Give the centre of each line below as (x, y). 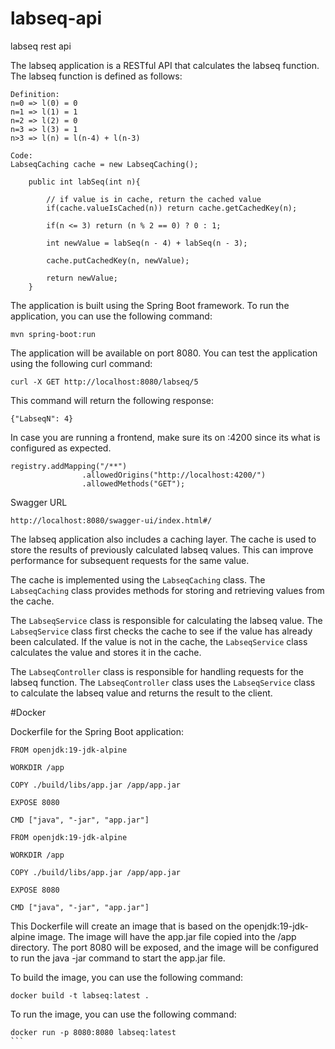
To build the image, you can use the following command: (127, 977)
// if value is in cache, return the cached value (154, 199)
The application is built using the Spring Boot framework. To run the (150, 305)
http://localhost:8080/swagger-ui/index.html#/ (111, 520)
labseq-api (56, 18)
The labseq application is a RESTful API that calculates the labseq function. (165, 65)
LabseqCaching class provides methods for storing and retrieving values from (167, 590)
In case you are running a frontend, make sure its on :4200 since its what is (165, 437)
